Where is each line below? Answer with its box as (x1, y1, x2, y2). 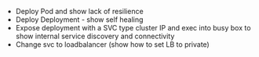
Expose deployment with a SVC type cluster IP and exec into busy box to (15, 23, 251, 32)
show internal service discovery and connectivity (15, 31, 175, 41)
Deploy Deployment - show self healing (15, 15, 144, 24)
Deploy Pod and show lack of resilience (15, 7, 144, 16)
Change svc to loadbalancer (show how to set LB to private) (15, 40, 210, 49)
